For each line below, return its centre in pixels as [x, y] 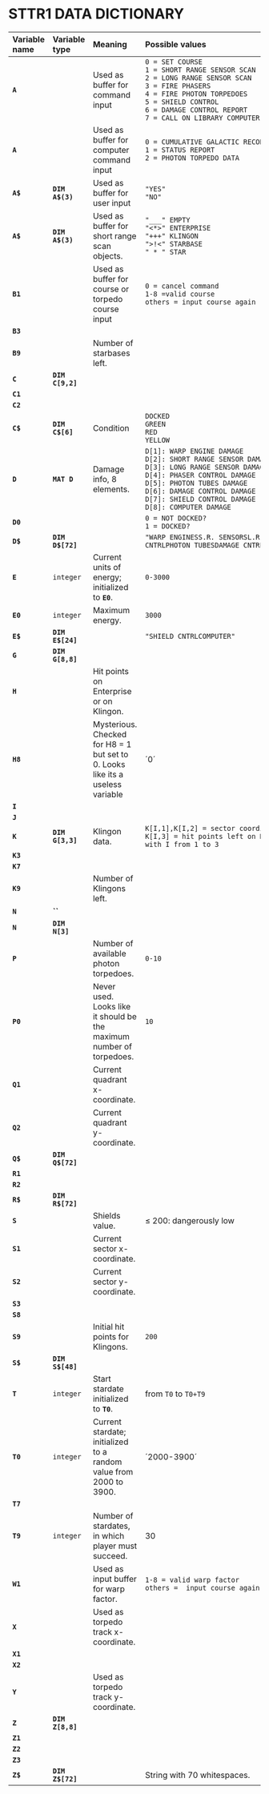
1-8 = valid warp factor [193, 1579]
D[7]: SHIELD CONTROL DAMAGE [201, 499]
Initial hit [108, 1326]
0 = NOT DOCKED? [176, 518]
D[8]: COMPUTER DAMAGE [189, 507]
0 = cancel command [182, 286]
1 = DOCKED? [168, 526]
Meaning [110, 44]
